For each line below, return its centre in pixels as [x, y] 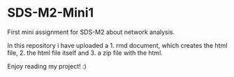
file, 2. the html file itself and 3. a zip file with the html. [85, 53]
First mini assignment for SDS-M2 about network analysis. [91, 32]
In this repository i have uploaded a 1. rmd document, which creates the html [117, 45]
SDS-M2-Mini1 [51, 13]
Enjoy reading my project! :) [47, 66]
